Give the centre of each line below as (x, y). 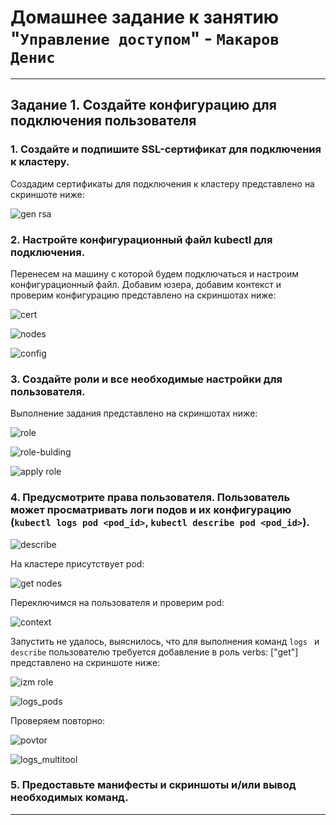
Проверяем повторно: (58, 720)
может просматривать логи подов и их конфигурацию (151, 510)
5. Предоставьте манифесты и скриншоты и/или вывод (153, 785)
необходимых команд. (69, 798)
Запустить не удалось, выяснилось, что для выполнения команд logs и (165, 641)
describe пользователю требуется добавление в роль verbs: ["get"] (154, 652)
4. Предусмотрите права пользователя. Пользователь (150, 498)
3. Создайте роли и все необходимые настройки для (146, 379)
